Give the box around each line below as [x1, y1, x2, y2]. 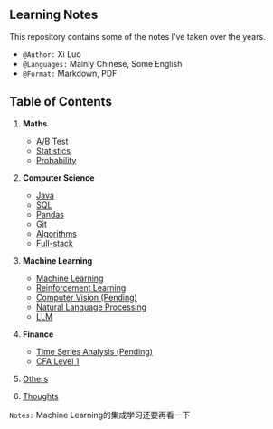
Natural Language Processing [35, 302, 147, 312]
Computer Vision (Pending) [35, 292, 137, 303]
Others [22, 373, 49, 384]
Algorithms [35, 228, 77, 238]
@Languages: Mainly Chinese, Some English [22, 58, 183, 69]
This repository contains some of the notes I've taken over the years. [9, 31, 266, 42]
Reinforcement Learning [35, 282, 127, 293]
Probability [35, 154, 77, 165]
